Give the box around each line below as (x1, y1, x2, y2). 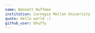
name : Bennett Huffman (5, 7, 51, 12)
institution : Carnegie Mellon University (5, 12, 91, 16)
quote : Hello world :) (5, 16, 51, 21)
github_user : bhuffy (5, 20, 47, 26)
